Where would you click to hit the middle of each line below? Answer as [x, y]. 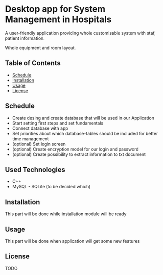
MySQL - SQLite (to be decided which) [51, 187]
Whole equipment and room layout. [40, 48]
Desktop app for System [55, 9]
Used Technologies [35, 169]
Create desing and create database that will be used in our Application [83, 118]
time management [30, 139]
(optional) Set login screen [39, 144]
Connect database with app [40, 128]
